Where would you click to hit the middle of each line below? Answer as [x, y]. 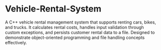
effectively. [16, 42]
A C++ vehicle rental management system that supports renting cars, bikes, [80, 22]
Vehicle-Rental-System [53, 9]
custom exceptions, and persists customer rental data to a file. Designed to [80, 32]
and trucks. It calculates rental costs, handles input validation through [74, 27]
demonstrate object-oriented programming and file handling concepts [75, 37]
